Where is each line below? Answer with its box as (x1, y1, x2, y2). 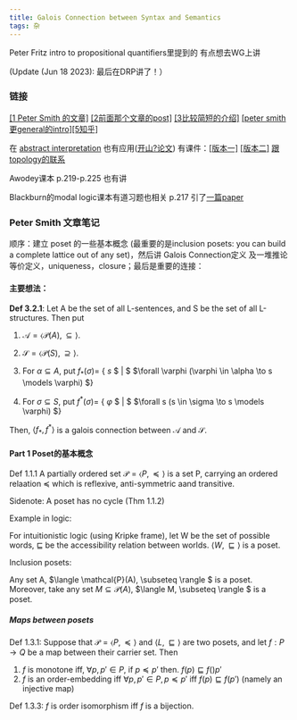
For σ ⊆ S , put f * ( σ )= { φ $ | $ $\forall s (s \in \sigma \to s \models (21, 395, 265, 406)
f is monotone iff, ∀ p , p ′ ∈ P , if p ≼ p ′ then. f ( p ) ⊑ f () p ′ (21, 665, 222, 675)
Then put (50, 313, 85, 323)
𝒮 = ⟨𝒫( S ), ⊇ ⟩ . (21, 347, 79, 358)
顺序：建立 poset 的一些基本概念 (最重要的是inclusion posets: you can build (9, 239, 286, 249)
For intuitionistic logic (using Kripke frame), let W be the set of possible (9, 531, 270, 541)
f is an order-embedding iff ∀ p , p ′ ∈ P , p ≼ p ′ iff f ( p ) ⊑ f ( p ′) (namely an (21, 674, 283, 684)
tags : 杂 (9, 21, 40, 30)
